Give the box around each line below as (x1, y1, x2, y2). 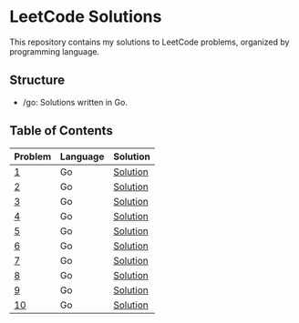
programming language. (9, 45, 100, 56)
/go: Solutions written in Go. (22, 96, 128, 107)
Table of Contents (9, 123, 114, 138)
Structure (9, 73, 66, 88)
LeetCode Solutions (9, 6, 162, 27)
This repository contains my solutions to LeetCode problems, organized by (9, 36, 290, 47)
